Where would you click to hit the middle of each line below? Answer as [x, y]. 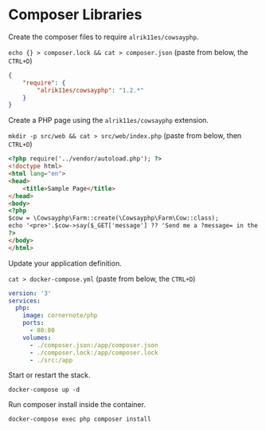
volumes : [37, 338]
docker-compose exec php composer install [80, 419]
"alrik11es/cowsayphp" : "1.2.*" [91, 90]
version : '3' [30, 293]
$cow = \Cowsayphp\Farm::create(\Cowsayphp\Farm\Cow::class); [113, 218]
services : [25, 301]
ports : [33, 323]
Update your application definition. [65, 263]
